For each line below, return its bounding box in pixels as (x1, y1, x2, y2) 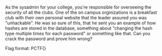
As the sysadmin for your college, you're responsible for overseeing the (5, 4, 152, 10)
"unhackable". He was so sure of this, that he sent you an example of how (5, 20, 156, 26)
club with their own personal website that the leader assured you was (5, 15, 147, 20)
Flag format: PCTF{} (5, 46, 46, 51)
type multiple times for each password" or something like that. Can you (5, 31, 150, 36)
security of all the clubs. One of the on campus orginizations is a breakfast (5, 9, 157, 15)
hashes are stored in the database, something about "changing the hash (5, 25, 153, 31)
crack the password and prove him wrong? (5, 36, 93, 42)
